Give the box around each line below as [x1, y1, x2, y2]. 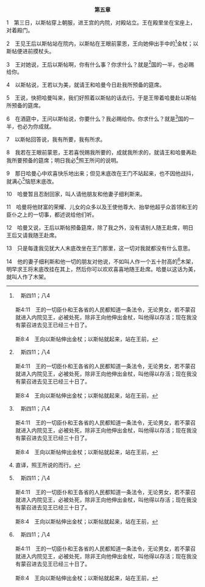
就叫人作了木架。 [6, 273, 49, 280]
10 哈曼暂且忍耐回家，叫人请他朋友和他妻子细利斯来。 [6, 191, 146, 198]
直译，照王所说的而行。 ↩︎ [15, 461, 81, 469]
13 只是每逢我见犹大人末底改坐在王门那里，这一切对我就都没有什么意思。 [6, 244, 194, 252]
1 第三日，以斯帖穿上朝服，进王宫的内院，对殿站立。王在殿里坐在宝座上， [6, 19, 196, 26]
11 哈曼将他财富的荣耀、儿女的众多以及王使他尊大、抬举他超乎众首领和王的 [6, 203, 198, 211]
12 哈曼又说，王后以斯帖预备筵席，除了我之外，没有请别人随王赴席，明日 [6, 224, 194, 232]
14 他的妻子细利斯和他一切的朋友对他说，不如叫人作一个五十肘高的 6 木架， [6, 257, 196, 265]
